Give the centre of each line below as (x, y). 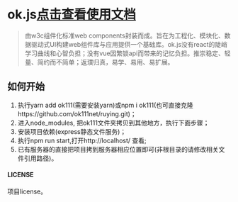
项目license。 (27, 191)
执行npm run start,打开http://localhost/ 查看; (82, 140)
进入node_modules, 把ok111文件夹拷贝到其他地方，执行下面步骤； (113, 123)
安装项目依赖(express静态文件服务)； (72, 131)
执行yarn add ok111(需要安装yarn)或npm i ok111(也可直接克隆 (105, 105)
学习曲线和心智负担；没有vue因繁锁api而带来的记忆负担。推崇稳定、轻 (127, 53)
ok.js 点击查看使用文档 (72, 15)
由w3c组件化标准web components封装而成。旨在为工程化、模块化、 (124, 35)
